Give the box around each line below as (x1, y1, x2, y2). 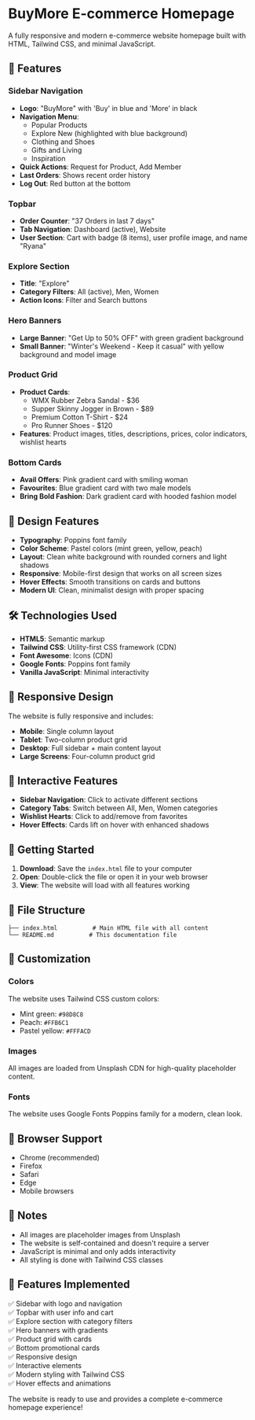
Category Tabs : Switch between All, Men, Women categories (19, 803, 218, 813)
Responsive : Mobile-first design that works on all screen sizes (19, 568, 222, 578)
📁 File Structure (8, 903, 86, 917)
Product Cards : (19, 387, 71, 396)
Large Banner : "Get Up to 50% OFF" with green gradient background (19, 333, 244, 342)
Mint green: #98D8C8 (19, 1009, 84, 1019)
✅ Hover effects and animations (8, 1378, 111, 1388)
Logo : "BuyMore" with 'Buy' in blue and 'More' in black (19, 103, 198, 112)
